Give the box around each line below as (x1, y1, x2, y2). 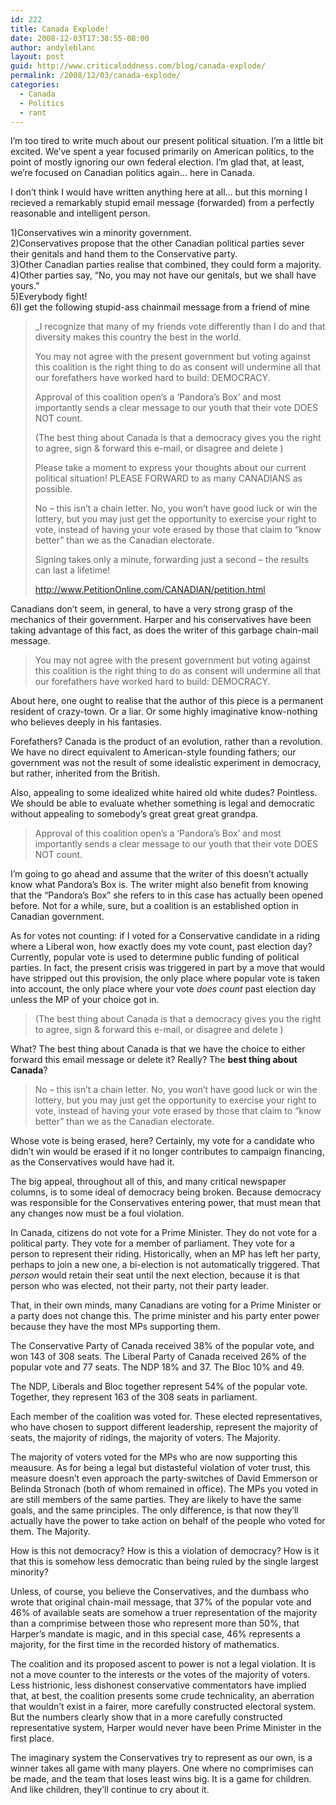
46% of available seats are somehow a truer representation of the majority (10, 1607, 318, 1619)
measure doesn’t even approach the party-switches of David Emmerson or (10, 1472, 318, 1485)
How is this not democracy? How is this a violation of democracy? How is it (10, 1545, 320, 1557)
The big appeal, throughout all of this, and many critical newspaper (10, 1176, 287, 1188)
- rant (19, 107, 47, 118)
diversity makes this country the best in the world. (34, 331, 242, 343)
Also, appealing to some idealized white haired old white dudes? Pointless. (10, 787, 318, 799)
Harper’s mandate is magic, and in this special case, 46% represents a (10, 1628, 301, 1640)
